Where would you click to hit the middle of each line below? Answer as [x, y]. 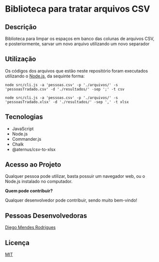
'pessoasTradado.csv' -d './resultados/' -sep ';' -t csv [65, 89]
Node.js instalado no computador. [39, 182]
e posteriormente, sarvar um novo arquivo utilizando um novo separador [77, 44]
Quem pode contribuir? [29, 191]
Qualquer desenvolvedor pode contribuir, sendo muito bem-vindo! [71, 200]
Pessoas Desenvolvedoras [46, 215]
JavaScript [23, 129]
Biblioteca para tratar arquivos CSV [78, 9]
